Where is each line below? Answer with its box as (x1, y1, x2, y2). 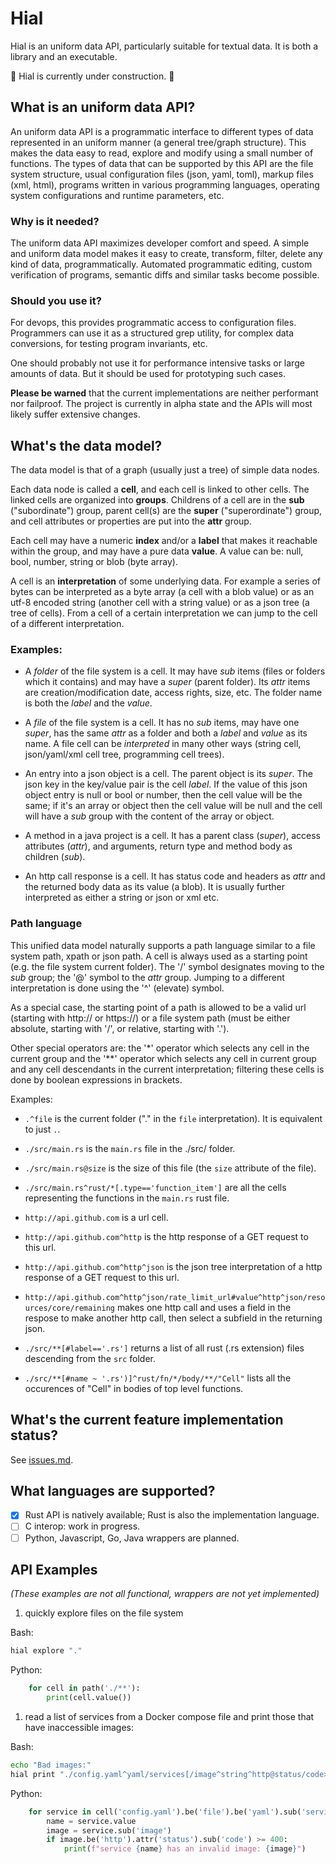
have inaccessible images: (24, 1722, 135, 1733)
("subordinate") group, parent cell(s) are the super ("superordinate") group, (10, 505, 323, 517)
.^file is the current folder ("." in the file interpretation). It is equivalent (24, 1112, 323, 1124)
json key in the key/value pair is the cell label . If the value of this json (24, 778, 308, 791)
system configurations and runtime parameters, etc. (10, 189, 225, 201)
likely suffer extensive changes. (10, 408, 141, 421)
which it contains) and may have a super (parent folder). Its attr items (24, 676, 311, 688)
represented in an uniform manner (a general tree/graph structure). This (10, 136, 307, 148)
